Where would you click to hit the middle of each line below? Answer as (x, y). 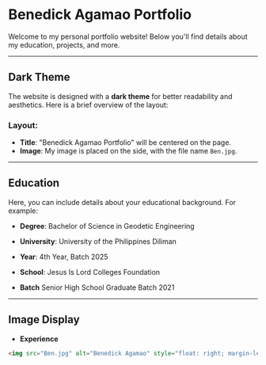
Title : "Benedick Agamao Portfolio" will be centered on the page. (125, 143)
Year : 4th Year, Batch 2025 (64, 257)
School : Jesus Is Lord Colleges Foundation (90, 272)
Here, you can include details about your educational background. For (122, 202)
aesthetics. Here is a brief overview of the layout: (88, 105)
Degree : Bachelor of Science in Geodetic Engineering (107, 226)
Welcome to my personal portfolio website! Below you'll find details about (128, 36)
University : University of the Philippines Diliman (98, 241)
